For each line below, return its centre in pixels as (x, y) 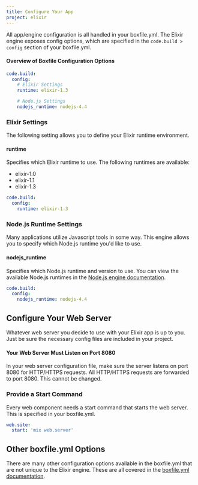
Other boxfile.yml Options (56, 449)
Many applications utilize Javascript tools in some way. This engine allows (98, 237)
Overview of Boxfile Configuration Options (61, 61)
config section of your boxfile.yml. (49, 47)
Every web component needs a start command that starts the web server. (97, 407)
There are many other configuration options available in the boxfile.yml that (99, 463)
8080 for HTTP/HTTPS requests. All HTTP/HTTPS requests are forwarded (98, 372)
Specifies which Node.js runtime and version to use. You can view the (92, 271)
